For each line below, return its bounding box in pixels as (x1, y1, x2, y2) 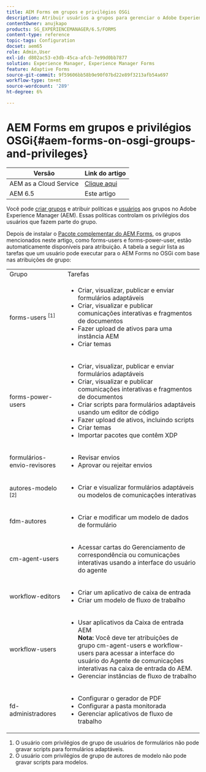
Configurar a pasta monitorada (77, 701, 167, 710)
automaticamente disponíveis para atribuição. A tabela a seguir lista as (6, 243, 185, 250)
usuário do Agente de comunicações (77, 656, 184, 665)
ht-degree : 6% (6, 89, 43, 95)
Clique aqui (85, 179, 118, 188)
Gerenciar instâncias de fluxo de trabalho (77, 671, 197, 680)
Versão (33, 169, 55, 177)
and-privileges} (6, 147, 89, 161)
